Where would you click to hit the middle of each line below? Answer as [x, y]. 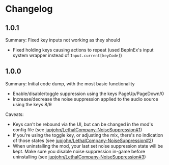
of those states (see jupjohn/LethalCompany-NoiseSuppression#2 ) [83, 140]
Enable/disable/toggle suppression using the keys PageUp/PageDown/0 [88, 93]
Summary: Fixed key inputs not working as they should [63, 40]
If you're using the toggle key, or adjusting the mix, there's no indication [88, 135]
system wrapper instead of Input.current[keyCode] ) [67, 55]
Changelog [29, 9]
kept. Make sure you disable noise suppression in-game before [79, 151]
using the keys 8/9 [32, 104]
